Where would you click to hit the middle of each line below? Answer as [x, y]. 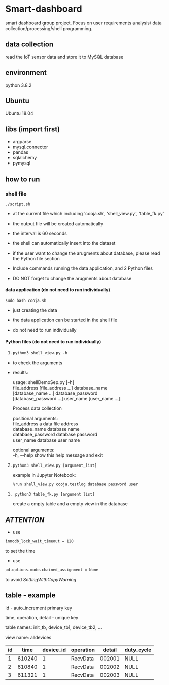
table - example [30, 596]
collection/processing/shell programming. [49, 28]
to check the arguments [37, 363]
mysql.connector [30, 147]
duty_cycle [138, 650]
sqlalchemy [25, 158]
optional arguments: [33, 450]
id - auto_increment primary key [39, 608]
